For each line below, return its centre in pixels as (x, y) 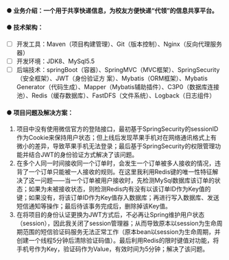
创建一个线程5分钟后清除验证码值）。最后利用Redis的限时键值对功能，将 (118, 241)
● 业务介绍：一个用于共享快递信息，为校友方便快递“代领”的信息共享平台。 (112, 10)
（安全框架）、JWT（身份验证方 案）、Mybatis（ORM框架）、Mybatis (112, 78)
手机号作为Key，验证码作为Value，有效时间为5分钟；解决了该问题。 (112, 249)
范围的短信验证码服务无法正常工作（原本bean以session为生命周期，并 (121, 232)
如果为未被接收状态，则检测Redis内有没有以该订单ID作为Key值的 (120, 189)
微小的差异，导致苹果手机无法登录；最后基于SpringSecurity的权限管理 (116, 146)
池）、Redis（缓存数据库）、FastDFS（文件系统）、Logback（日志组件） (116, 95)
